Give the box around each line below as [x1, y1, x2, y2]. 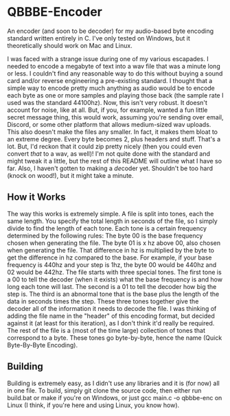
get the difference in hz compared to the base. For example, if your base [7, 253, 212, 262]
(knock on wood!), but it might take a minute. [7, 171, 134, 179]
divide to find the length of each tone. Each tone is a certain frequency [7, 224, 207, 232]
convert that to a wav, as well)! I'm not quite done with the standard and [7, 149, 211, 158]
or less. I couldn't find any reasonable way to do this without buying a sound [7, 69, 223, 78]
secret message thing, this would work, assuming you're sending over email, [7, 113, 224, 121]
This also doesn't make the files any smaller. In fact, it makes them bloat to [7, 128, 218, 136]
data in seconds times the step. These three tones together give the [7, 297, 199, 305]
